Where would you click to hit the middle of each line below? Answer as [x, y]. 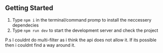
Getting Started [29, 8]
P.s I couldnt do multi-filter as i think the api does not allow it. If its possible [81, 40]
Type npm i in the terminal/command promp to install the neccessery [82, 20]
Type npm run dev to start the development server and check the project [85, 30]
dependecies [26, 25]
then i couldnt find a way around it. [40, 45]
